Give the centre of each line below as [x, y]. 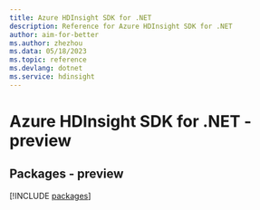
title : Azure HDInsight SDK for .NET [81, 18]
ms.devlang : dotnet [46, 69]
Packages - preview [67, 174]
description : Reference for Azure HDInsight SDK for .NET [121, 26]
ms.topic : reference [48, 60]
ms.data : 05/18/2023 [48, 52]
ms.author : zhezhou [46, 43]
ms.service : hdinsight [52, 77]
